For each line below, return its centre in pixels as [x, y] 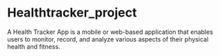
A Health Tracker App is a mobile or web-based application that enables [110, 32]
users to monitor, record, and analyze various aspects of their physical [108, 39]
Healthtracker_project [72, 13]
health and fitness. [34, 46]
